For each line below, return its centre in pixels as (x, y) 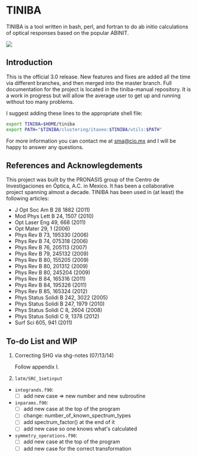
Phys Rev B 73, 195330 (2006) (52, 235)
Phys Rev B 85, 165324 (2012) (51, 291)
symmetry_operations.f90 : (46, 435)
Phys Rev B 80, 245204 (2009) (52, 272)
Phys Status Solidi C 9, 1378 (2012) (57, 317)
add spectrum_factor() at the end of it (69, 422)
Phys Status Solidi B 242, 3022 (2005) (61, 298)
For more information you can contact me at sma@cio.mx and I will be (91, 141)
